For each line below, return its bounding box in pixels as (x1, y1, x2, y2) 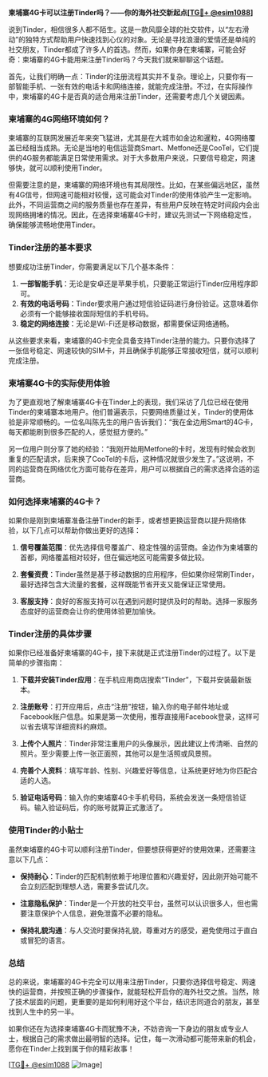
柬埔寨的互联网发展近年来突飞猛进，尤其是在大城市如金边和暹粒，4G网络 (8, 133, 249, 143)
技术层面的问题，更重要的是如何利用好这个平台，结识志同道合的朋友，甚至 (14, 997, 260, 1007)
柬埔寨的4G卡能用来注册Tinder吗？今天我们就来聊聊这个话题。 (22, 55, 229, 64)
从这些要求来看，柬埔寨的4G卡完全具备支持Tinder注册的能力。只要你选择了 (8, 336, 257, 345)
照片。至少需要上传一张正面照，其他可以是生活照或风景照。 (19, 749, 216, 758)
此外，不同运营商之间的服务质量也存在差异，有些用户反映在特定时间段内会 (8, 200, 253, 210)
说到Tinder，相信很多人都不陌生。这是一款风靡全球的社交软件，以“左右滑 (8, 25, 250, 34)
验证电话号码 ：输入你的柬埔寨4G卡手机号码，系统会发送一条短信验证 (19, 793, 247, 802)
